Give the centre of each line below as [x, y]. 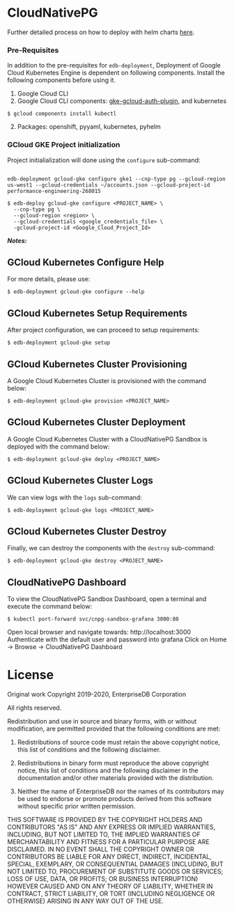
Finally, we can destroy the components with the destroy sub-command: [111, 548]
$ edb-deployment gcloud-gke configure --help [76, 292]
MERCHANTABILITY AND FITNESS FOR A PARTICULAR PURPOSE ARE [109, 842]
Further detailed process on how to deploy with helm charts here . [101, 32]
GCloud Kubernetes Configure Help [86, 262]
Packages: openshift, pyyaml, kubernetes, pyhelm [89, 127]
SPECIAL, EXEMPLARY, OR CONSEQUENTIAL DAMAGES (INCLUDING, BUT [116, 864]
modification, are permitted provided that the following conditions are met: [114, 729]
